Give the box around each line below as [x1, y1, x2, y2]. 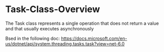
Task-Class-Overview [5, 4, 101, 15]
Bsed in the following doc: [5, 35, 60, 41]
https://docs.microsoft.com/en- [61, 35, 128, 41]
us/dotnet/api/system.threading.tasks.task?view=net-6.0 [5, 40, 125, 46]
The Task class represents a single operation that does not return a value [5, 20, 159, 26]
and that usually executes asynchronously [5, 25, 94, 31]
